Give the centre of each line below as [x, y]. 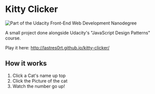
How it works [26, 63]
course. [13, 38]
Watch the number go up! [38, 86]
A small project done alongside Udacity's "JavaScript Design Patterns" [78, 32]
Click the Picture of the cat [40, 80]
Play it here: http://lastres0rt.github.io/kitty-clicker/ [57, 47]
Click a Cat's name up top [39, 75]
